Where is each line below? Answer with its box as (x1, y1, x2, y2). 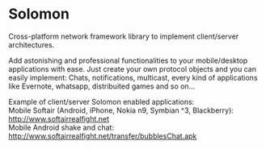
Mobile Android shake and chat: (8, 122, 115, 132)
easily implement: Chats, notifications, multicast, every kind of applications (8, 72, 258, 82)
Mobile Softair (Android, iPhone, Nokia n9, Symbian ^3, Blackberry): (8, 106, 234, 115)
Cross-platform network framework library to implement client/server (8, 31, 239, 41)
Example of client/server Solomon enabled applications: (8, 97, 195, 106)
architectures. (8, 39, 55, 49)
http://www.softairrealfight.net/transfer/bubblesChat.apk (8, 130, 197, 141)
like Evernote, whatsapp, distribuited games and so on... (8, 81, 196, 91)
